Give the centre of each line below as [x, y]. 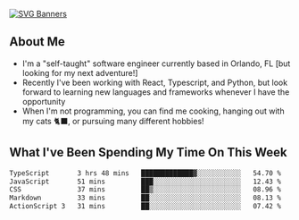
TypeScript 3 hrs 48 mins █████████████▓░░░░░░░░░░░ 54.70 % [145, 173]
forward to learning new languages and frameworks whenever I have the [156, 92]
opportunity [44, 101]
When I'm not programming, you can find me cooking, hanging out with [153, 111]
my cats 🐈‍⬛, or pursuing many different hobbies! [113, 121]
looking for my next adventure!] [80, 72]
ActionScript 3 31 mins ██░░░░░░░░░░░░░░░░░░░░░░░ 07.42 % [145, 207]
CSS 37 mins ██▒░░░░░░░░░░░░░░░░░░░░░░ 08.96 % [145, 190]
